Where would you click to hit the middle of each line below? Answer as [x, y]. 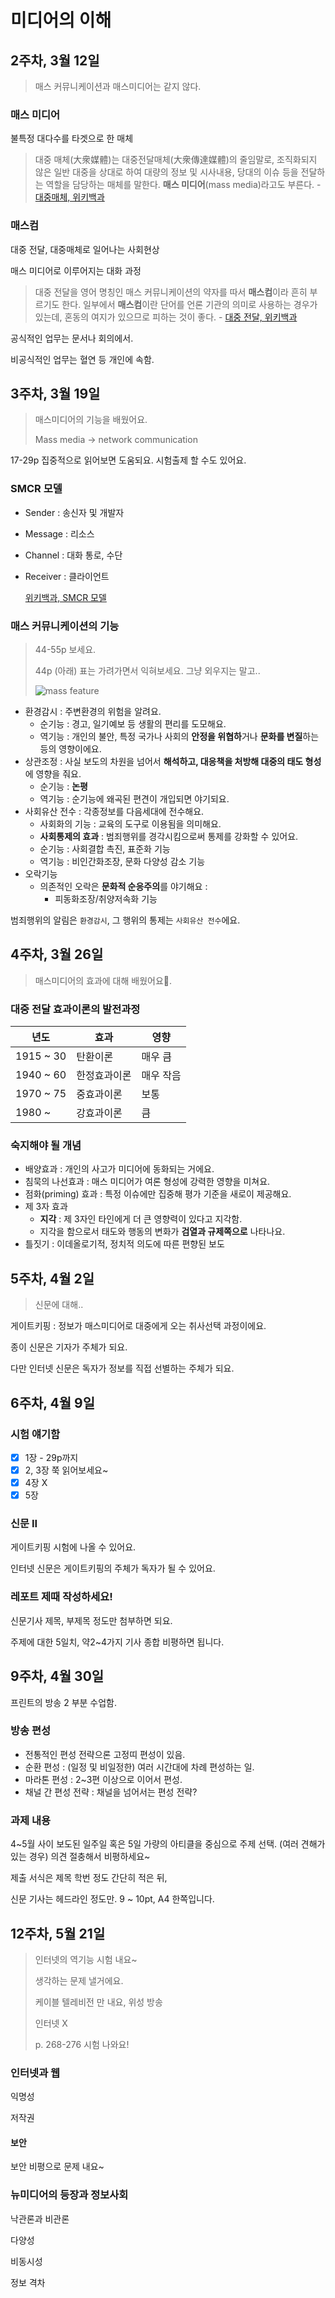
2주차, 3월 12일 [55, 60]
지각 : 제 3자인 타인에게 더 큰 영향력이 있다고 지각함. [141, 1219]
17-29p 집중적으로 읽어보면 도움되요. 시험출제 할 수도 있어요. [128, 460]
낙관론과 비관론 [40, 2218]
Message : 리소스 [59, 533]
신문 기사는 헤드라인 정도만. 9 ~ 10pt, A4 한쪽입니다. [112, 1899]
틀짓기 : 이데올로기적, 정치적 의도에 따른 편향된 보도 [124, 1244]
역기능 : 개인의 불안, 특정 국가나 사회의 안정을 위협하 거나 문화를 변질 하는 [179, 736]
